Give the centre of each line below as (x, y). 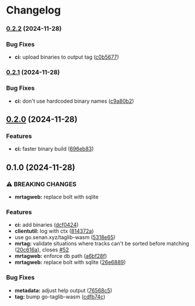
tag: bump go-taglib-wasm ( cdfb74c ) (60, 297)
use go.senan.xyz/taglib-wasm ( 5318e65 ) (65, 237)
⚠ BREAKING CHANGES (41, 184)
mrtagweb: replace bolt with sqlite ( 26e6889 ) (70, 263)
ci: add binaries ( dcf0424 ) (46, 225)
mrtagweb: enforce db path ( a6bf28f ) (61, 256)
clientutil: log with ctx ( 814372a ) (54, 231)
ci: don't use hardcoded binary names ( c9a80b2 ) (74, 101)
